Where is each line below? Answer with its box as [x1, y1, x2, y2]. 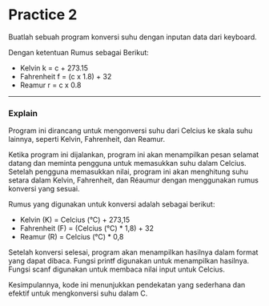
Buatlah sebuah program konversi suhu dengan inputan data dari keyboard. [8, 32, 258, 42]
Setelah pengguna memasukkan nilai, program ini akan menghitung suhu [8, 167, 249, 177]
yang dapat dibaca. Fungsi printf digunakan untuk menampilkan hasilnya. [8, 256, 250, 266]
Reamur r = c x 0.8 [19, 80, 82, 90]
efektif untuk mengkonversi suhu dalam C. [8, 288, 148, 298]
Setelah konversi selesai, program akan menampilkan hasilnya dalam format [8, 248, 259, 257]
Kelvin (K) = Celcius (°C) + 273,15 [19, 215, 130, 225]
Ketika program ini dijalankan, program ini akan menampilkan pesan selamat [8, 150, 259, 159]
